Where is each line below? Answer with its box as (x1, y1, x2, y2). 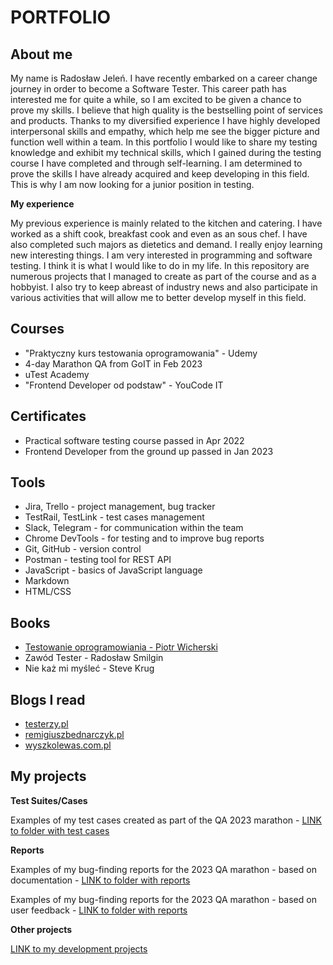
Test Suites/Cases (10, 794, 88, 806)
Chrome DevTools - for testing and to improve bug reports (24, 532, 265, 545)
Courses (10, 321, 65, 338)
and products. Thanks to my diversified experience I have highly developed (10, 115, 321, 126)
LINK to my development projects (10, 942, 148, 955)
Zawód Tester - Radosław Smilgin (24, 652, 164, 664)
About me (10, 46, 73, 63)
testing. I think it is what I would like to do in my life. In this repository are (10, 260, 310, 271)
